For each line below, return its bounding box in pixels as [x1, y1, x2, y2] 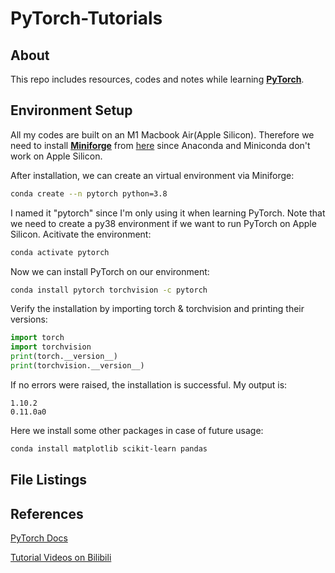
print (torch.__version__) [10, 352, 118, 362]
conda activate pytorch [10, 247, 110, 257]
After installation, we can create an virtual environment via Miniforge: [10, 169, 295, 181]
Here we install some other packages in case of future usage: [10, 424, 264, 436]
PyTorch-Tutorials [10, 7, 163, 30]
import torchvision [10, 342, 92, 352]
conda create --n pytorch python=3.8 [10, 188, 168, 199]
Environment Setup [10, 102, 133, 119]
